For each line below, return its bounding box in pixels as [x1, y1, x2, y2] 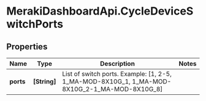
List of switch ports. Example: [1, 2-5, [62, 70, 172, 78]
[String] [32, 77, 56, 86]
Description [100, 60, 135, 68]
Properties [6, 41, 48, 52]
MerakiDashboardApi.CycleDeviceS [6, 4, 194, 18]
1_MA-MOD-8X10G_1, [62, 77, 131, 86]
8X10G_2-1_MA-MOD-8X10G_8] [62, 85, 163, 93]
